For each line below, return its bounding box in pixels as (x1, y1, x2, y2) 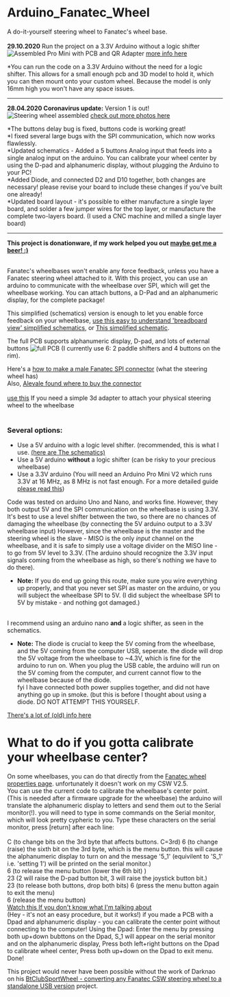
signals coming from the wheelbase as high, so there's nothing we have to (7, 556, 217, 564)
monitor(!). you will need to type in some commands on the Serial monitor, (7, 809, 216, 817)
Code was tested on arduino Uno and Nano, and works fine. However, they (7, 498, 218, 506)
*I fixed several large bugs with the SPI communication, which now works (7, 131, 216, 140)
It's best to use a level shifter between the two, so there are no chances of (7, 512, 217, 521)
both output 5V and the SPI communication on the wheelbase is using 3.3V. (7, 505, 220, 514)
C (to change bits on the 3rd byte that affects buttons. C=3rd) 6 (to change (7, 837, 218, 846)
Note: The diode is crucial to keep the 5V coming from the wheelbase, (16, 640, 216, 648)
